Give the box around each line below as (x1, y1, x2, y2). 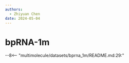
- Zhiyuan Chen (9, 12, 40, 16)
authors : (5, 7, 23, 12)
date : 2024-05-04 (5, 16, 40, 21)
